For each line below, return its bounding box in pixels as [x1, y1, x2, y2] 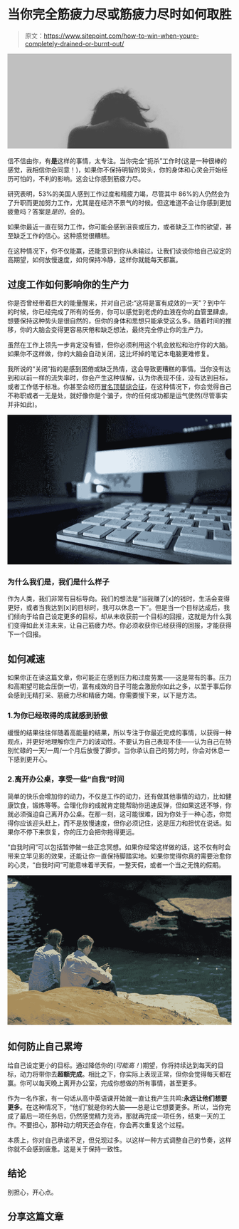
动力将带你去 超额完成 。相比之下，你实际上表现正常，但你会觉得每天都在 [19, 1069, 232, 1078]
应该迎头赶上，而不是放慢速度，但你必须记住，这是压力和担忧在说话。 [19, 819, 225, 827]
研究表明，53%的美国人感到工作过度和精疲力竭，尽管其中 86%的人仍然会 [7, 190, 224, 198]
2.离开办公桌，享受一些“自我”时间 [7, 774, 124, 784]
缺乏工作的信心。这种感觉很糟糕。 [13, 232, 114, 240]
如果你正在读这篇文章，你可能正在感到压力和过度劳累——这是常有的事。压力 [7, 673, 232, 682]
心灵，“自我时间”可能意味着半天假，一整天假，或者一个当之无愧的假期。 [13, 860, 225, 869]
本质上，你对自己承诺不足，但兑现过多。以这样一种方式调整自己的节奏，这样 [7, 1136, 232, 1144]
